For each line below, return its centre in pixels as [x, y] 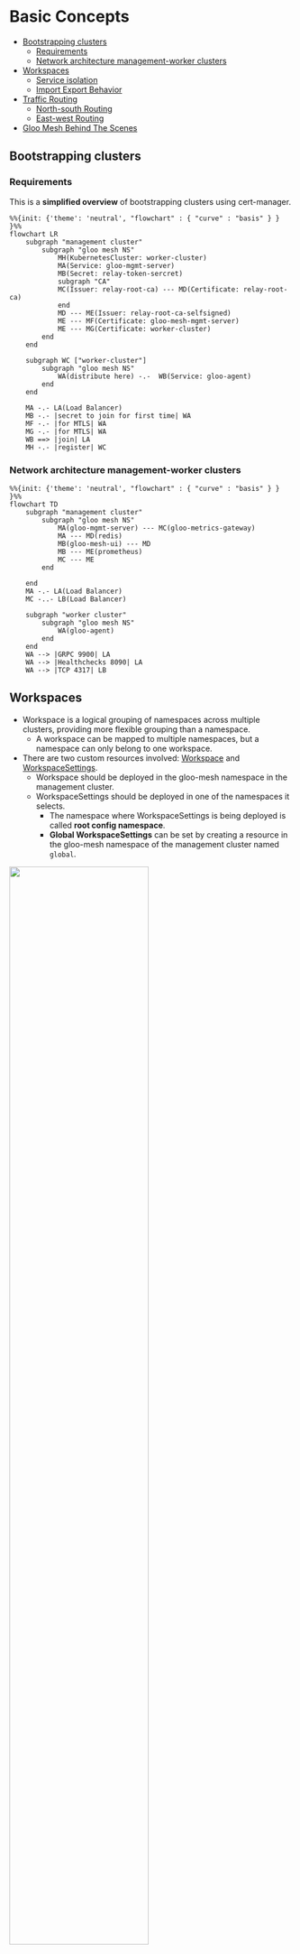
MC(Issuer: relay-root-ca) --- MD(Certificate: [149, 289]
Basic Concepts [70, 17]
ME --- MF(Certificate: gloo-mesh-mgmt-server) [149, 321]
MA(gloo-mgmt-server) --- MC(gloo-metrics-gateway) [156, 528]
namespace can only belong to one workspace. [124, 748]
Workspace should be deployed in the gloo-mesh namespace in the [162, 777]
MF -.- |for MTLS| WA [66, 423]
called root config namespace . [107, 825]
